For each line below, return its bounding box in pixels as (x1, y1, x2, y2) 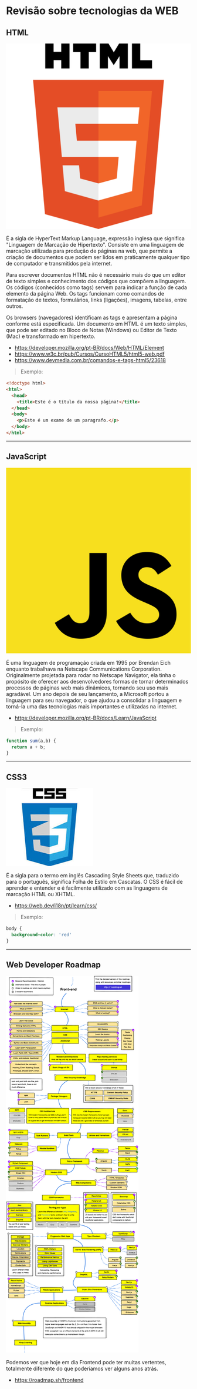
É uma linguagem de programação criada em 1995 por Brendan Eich (6, 659, 171, 666)
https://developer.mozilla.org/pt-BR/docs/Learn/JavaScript (14, 714, 157, 721)
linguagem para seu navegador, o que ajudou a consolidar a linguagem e (6, 697, 182, 704)
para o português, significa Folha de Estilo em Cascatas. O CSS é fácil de (6, 879, 183, 886)
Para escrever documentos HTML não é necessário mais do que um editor (6, 271, 186, 278)
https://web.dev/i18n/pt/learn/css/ (14, 902, 97, 909)
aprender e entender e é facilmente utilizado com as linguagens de (6, 884, 168, 891)
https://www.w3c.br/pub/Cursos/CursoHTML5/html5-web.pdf (14, 350, 165, 357)
